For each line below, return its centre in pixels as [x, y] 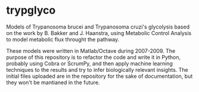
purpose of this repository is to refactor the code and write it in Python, [94, 57]
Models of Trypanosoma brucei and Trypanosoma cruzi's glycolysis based [98, 27]
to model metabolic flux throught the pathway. [63, 39]
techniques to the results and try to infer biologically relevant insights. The [97, 69]
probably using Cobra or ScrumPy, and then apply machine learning [89, 64]
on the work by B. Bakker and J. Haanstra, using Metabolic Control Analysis [99, 33]
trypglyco [31, 10]
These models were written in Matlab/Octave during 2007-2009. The [91, 50]
